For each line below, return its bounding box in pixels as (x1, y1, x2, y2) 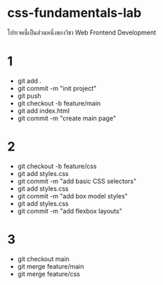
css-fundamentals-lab (7, 5, 142, 21)
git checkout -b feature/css (17, 162, 97, 170)
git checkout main (17, 255, 70, 263)
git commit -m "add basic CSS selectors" (17, 177, 137, 185)
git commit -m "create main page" (17, 114, 117, 122)
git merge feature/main (17, 262, 84, 270)
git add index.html (17, 106, 70, 115)
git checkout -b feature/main (17, 99, 101, 107)
